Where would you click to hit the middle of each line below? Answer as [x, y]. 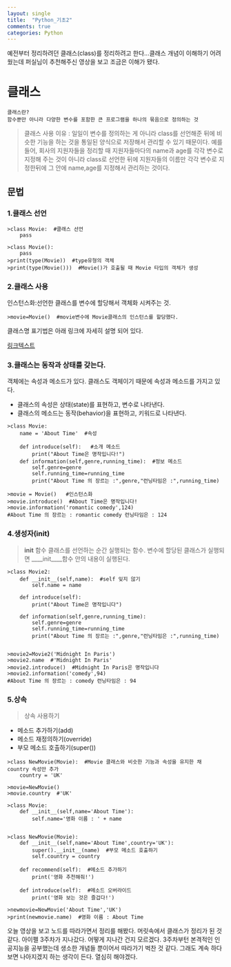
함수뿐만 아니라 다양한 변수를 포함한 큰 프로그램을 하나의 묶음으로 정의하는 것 [103, 120]
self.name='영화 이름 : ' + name [77, 819]
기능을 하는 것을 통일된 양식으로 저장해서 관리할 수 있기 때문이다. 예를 [130, 142]
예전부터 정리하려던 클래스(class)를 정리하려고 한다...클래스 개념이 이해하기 [108, 53]
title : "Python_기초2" [40, 20]
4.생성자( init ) [29, 534]
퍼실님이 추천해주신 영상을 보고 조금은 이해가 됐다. [92, 62]
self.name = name [57, 585]
